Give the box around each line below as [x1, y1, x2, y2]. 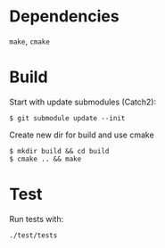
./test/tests [9, 230, 58, 240]
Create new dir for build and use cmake [9, 129, 154, 140]
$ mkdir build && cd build [9, 146, 110, 155]
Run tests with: [9, 213, 64, 224]
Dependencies [9, 6, 120, 27]
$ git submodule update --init [9, 113, 126, 122]
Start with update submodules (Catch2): [9, 96, 157, 107]
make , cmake [9, 36, 51, 46]
